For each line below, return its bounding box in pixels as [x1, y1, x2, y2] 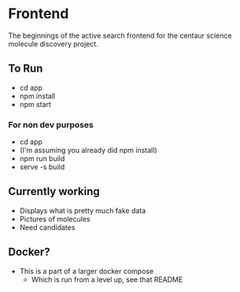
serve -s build [19, 162, 65, 172]
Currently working [8, 185, 100, 198]
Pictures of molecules [19, 214, 90, 224]
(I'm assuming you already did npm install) [19, 146, 157, 155]
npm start [19, 99, 51, 109]
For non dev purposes [8, 119, 94, 130]
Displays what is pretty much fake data [19, 205, 146, 215]
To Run [8, 62, 43, 76]
